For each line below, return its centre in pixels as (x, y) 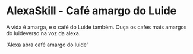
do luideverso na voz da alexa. (43, 33)
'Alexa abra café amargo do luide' (47, 45)
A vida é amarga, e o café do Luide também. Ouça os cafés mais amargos (96, 27)
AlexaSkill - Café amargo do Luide (91, 11)
